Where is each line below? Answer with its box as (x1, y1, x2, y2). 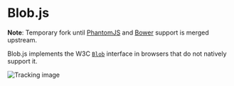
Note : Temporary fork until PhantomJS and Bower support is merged (7, 28, 210, 37)
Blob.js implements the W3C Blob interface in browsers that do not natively (7, 49, 227, 58)
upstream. (7, 35, 38, 44)
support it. (7, 56, 38, 65)
